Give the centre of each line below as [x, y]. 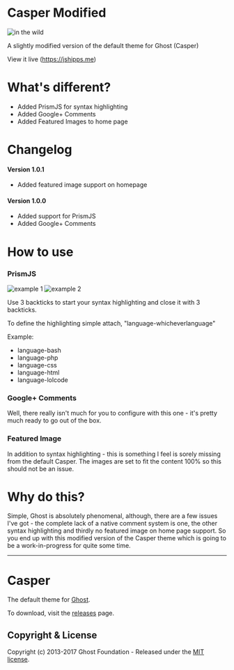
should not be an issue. [41, 469]
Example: [21, 337]
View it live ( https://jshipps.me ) [52, 59]
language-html [38, 372]
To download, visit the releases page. [61, 613]
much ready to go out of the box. [55, 420]
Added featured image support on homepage [82, 185]
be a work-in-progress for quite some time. [69, 546]
